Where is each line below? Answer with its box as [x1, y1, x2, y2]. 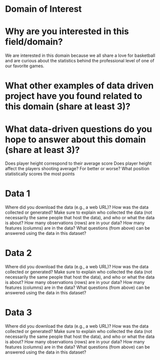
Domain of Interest [5, 3, 82, 15]
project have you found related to [5, 91, 142, 102]
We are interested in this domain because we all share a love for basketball [5, 52, 155, 58]
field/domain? [5, 36, 63, 48]
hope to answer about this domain [5, 134, 146, 145]
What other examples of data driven [5, 80, 154, 91]
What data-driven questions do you [5, 124, 152, 134]
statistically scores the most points [5, 171, 75, 177]
